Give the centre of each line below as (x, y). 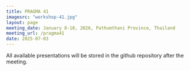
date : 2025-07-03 (27, 39)
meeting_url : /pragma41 (35, 33)
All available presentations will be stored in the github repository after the (95, 55)
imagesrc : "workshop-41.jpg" (42, 17)
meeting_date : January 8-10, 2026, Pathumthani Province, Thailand (91, 28)
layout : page (22, 22)
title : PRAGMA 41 (27, 11)
